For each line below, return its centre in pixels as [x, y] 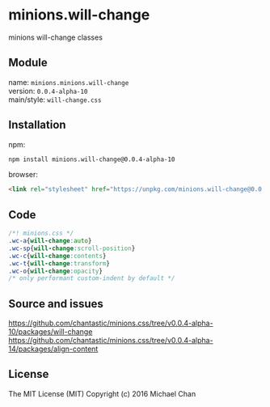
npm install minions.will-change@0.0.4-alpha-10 [92, 159]
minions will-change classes [56, 37]
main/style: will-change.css [55, 100]
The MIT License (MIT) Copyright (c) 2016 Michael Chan [102, 393]
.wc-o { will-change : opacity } [56, 271]
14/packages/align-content [53, 349]
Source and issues [56, 304]
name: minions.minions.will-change [69, 82]
